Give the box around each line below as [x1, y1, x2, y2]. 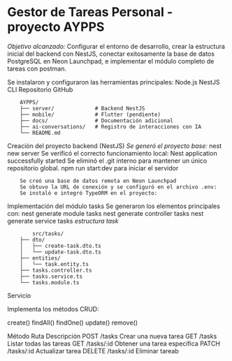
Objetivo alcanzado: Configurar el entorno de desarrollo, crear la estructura [7, 42, 226, 50]
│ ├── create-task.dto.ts [20, 242, 101, 249]
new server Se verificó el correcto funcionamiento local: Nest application [7, 149, 218, 157]
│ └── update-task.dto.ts [20, 249, 101, 256]
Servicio [7, 291, 31, 300]
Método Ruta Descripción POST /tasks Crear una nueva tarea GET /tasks [7, 332, 217, 340]
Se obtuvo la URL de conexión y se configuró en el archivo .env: [20, 183, 217, 191]
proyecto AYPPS [7, 19, 105, 35]
